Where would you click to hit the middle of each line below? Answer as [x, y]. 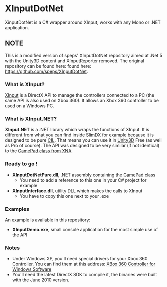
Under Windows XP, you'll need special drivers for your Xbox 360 [80, 259]
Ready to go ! [21, 164]
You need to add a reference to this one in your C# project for [83, 180]
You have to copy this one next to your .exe [64, 196]
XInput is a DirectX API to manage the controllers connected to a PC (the [80, 95]
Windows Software [32, 269]
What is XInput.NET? [31, 119]
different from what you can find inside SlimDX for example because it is [79, 135]
